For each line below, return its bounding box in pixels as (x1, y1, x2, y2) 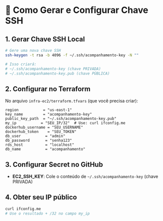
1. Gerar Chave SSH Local (5, 35, 85, 43)
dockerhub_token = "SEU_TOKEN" (5, 129, 77, 134)
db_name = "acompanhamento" (5, 147, 85, 152)
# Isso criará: (5, 62, 37, 67)
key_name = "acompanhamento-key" (5, 112, 92, 117)
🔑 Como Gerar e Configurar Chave (5, 4, 149, 16)
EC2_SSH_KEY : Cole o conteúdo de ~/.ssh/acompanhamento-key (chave (12, 174, 159, 179)
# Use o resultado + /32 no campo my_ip (5, 211, 90, 216)
